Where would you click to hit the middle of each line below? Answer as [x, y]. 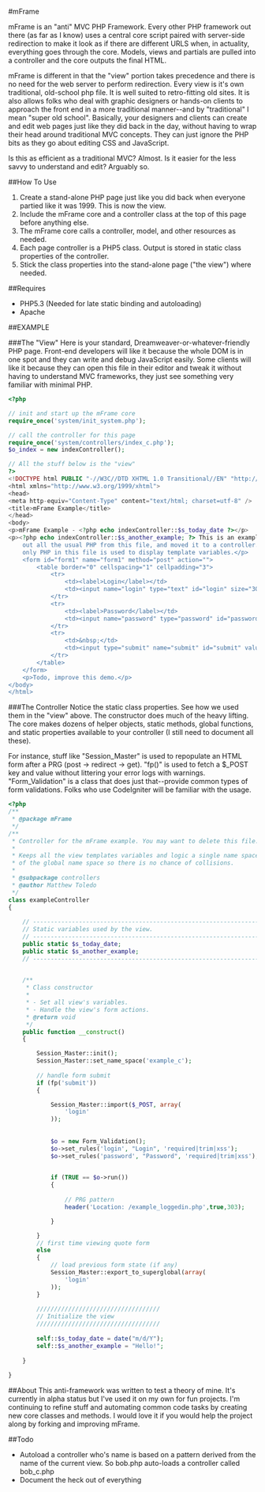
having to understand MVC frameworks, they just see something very [121, 376]
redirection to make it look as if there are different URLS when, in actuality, [129, 44]
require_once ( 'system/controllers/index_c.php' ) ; [91, 442]
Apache [32, 312]
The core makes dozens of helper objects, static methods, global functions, [131, 724]
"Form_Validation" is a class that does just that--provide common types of [128, 782]
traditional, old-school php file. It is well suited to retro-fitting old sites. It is [129, 93]
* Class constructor [59, 988]
